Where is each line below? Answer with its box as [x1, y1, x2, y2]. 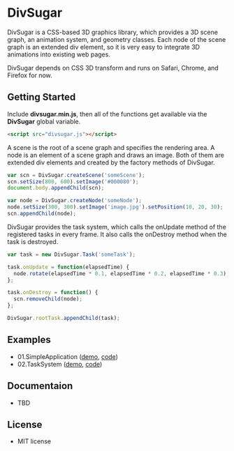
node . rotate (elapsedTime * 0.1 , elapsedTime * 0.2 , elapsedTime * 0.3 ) [13, 270, 227, 277]
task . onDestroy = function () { [7, 289, 98, 296]
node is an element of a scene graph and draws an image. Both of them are [7, 151, 225, 159]
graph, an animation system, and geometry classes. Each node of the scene [7, 35, 226, 43]
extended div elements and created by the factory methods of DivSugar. [7, 158, 215, 167]
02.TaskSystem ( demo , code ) [17, 360, 103, 368]
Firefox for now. [7, 71, 52, 79]
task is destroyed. [7, 237, 59, 245]
